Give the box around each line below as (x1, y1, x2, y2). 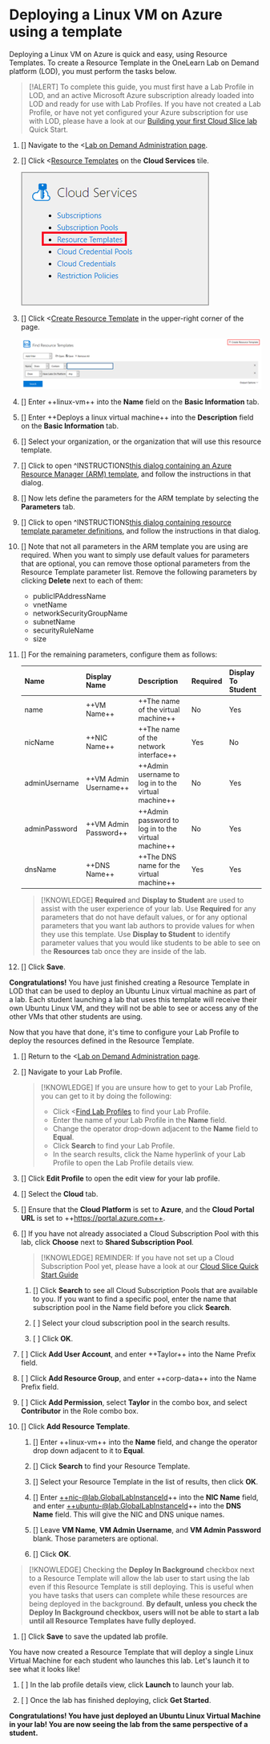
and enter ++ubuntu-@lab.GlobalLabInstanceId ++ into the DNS (32, 1501, 241, 1511)
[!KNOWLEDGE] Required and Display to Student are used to (40, 895, 244, 905)
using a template (9, 23, 123, 41)
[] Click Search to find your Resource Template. (32, 1461, 191, 1472)
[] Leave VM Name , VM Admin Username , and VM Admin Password (32, 1525, 261, 1535)
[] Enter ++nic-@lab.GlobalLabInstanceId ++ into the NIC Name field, (32, 1492, 259, 1502)
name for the (138, 860, 181, 870)
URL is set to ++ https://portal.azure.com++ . (20, 1214, 166, 1223)
